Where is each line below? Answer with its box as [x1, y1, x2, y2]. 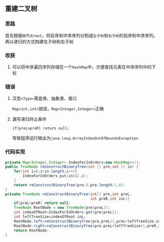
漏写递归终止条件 [12, 116, 47, 122]
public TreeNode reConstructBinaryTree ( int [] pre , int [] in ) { [5, 164, 139, 169]
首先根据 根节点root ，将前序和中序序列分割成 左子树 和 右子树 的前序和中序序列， [5, 32, 158, 38]
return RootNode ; [14, 228, 49, 233]
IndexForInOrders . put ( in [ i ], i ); [22, 174, 89, 179]
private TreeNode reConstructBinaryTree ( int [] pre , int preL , [5, 192, 132, 197]
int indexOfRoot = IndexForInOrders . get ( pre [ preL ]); [14, 210, 119, 215]
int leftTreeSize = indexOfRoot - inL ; [14, 214, 86, 220]
